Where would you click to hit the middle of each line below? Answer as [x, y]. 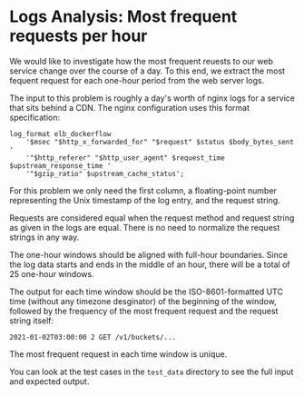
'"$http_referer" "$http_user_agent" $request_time [125, 158]
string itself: [32, 321]
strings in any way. [44, 237]
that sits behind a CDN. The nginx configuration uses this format [130, 107]
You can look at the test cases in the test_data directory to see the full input [152, 371]
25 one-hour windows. [52, 273]
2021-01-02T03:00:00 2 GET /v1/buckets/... [93, 337]
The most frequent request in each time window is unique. [118, 354]
